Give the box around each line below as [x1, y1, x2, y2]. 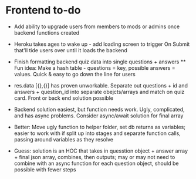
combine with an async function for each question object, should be [13, 160, 179, 167]
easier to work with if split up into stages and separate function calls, [13, 130, 181, 137]
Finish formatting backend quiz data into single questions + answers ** [13, 58, 186, 65]
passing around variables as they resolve [13, 136, 114, 143]
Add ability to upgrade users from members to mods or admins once [13, 23, 180, 30]
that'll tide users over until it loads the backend [13, 46, 127, 53]
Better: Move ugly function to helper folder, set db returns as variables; [13, 123, 186, 130]
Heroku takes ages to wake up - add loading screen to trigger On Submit [13, 40, 190, 48]
